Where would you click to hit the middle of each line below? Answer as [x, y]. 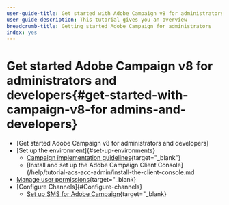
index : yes [22, 32]
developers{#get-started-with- [97, 95]
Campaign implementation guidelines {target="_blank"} [104, 158]
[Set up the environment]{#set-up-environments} [85, 150]
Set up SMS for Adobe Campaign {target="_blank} [96, 194]
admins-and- [148, 110]
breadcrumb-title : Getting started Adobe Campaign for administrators [109, 26]
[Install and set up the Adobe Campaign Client [91, 165]
